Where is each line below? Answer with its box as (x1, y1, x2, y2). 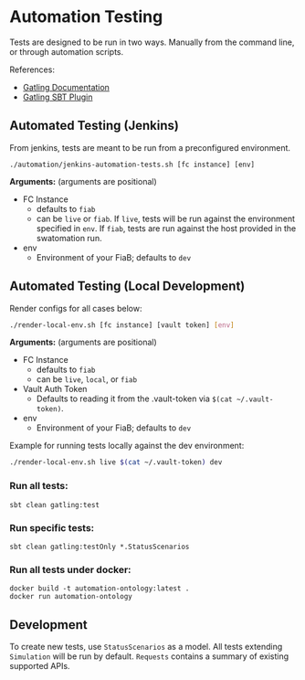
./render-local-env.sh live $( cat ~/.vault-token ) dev (9, 458, 223, 467)
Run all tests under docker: (9, 563, 131, 576)
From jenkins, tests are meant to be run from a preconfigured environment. (9, 142, 290, 153)
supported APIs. (9, 661, 70, 672)
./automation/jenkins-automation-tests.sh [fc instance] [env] (9, 160, 256, 169)
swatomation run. (36, 232, 102, 243)
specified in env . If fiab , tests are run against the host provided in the (36, 222, 297, 234)
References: (9, 64, 55, 75)
